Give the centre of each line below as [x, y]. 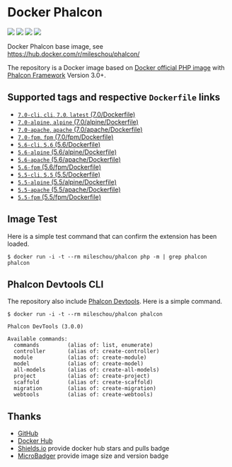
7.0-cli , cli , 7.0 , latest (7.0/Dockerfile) [76, 114]
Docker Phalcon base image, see [56, 46]
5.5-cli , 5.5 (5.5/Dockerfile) [59, 175]
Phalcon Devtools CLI [56, 284]
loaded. [18, 244]
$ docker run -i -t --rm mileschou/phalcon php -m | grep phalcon [107, 256]
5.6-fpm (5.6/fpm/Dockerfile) [59, 167]
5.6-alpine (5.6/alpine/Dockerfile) [67, 152]
